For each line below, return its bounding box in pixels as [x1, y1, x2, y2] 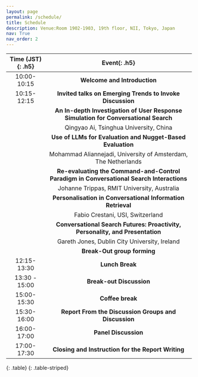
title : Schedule [6, 20, 46, 25]
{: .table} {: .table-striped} [6, 365, 69, 371]
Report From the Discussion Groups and [61, 308, 176, 315]
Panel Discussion [93, 328, 143, 336]
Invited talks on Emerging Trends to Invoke [57, 89, 180, 98]
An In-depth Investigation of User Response [55, 107, 183, 114]
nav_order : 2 [6, 36, 38, 42]
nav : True [6, 31, 31, 37]
